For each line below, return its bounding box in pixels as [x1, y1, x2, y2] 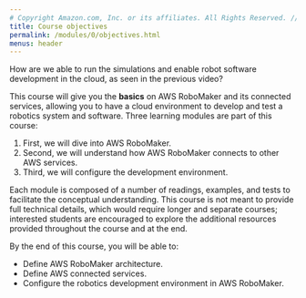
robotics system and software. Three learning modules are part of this [9, 110, 272, 121]
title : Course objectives [9, 22, 107, 31]
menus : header [9, 38, 64, 48]
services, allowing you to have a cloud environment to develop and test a [9, 101, 283, 112]
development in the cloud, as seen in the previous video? [9, 74, 223, 85]
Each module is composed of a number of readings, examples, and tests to [9, 184, 291, 196]
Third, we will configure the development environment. [22, 167, 229, 178]
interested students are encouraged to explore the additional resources [9, 213, 277, 224]
